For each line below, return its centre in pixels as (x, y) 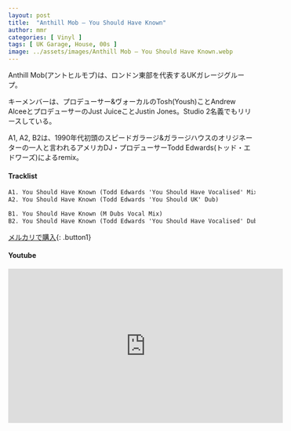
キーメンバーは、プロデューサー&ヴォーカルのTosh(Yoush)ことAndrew (122, 101)
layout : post (29, 15)
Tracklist (23, 176)
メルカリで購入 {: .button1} (50, 237)
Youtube (22, 255)
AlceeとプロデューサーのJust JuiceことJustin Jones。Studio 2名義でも (123, 111)
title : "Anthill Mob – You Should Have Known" (87, 23)
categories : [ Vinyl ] (45, 37)
